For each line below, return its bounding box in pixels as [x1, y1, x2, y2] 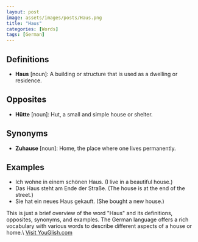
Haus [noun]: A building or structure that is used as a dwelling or [15, 70, 178, 77]
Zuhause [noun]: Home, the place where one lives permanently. [15, 144, 177, 152]
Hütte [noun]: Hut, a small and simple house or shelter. [15, 110, 154, 118]
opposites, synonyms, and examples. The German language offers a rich [6, 216, 189, 223]
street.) [15, 191, 34, 199]
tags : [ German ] [6, 32, 45, 38]
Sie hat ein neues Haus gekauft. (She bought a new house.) [15, 198, 164, 205]
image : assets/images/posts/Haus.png [6, 15, 102, 21]
